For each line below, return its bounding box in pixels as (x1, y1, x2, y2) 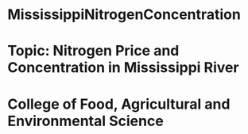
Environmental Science (7, 112, 164, 130)
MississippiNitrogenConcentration (7, 6, 242, 24)
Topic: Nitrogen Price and (7, 42, 180, 60)
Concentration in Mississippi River (7, 59, 239, 77)
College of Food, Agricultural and (7, 95, 231, 113)
